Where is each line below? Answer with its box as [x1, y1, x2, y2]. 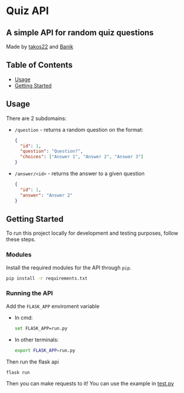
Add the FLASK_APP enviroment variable [6, 302, 100, 309]
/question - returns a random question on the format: [14, 126, 144, 133]
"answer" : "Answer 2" [20, 192, 73, 198]
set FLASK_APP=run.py [14, 325, 67, 331]
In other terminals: [14, 336, 59, 343]
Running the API [6, 289, 53, 298]
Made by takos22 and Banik [6, 43, 74, 50]
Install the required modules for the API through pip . [6, 264, 132, 271]
